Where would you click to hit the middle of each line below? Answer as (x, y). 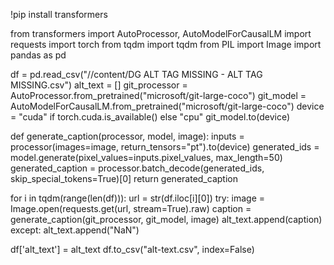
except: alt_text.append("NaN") (75, 230)
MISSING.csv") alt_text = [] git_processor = (99, 85)
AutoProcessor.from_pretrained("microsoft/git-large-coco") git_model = (158, 95)
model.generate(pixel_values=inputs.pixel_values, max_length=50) (146, 157)
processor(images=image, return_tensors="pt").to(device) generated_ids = (165, 147)
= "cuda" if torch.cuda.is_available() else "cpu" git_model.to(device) (150, 117)
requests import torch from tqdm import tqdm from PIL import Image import (166, 44)
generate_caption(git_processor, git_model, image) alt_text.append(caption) (166, 219)
